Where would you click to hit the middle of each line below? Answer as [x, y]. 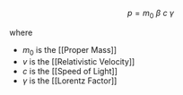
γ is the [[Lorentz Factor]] [70, 81]
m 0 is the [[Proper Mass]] [70, 51]
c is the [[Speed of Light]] [70, 71]
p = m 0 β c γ [151, 14]
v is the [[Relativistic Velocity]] [78, 61]
